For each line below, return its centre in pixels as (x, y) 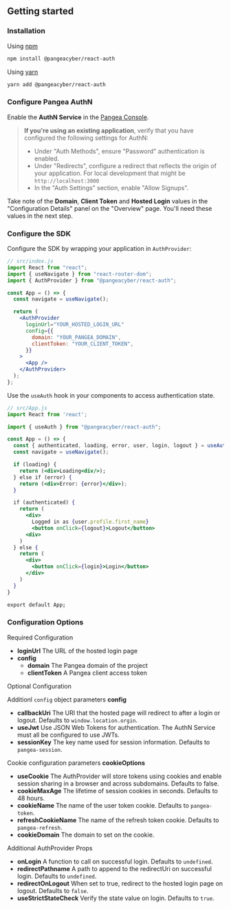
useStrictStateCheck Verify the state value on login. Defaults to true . (115, 898)
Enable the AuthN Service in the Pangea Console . (78, 117)
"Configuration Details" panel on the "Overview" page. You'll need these (110, 208)
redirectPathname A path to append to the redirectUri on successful (114, 868)
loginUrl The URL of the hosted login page (77, 651)
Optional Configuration (40, 686)
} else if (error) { (43, 477)
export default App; (37, 605)
